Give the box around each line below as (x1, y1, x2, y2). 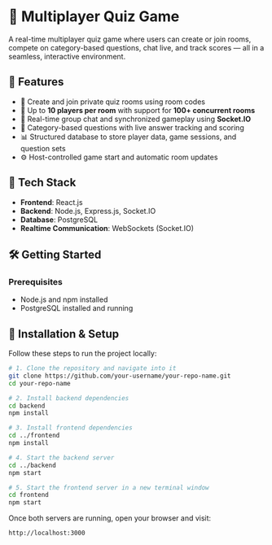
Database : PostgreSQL (20, 215, 99, 225)
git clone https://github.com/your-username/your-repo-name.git (8, 372, 231, 380)
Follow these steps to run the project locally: (8, 349, 157, 359)
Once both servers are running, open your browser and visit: (8, 513, 212, 523)
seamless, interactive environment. (8, 51, 126, 61)
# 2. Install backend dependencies (8, 394, 129, 402)
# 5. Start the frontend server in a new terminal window (8, 483, 209, 491)
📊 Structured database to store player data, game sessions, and (20, 132, 237, 142)
